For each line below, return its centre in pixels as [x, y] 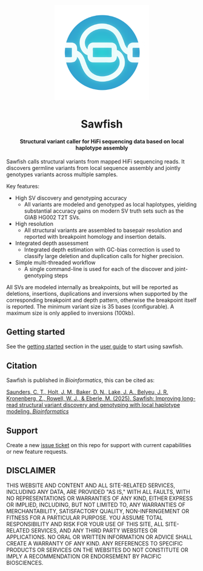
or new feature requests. [37, 452]
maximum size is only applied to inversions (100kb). [71, 313]
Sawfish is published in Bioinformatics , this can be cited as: [81, 380]
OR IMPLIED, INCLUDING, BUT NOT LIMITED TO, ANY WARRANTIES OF [96, 504]
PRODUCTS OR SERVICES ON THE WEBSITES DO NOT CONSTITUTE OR [97, 550]
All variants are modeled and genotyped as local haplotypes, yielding [110, 204]
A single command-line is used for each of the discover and [99, 268]
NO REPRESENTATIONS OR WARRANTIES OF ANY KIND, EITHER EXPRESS [99, 498]
